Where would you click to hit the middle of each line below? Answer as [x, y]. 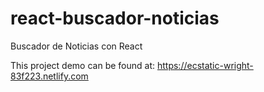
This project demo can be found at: [83, 65]
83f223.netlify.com [49, 76]
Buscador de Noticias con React [76, 46]
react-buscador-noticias [115, 18]
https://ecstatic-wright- [205, 65]
